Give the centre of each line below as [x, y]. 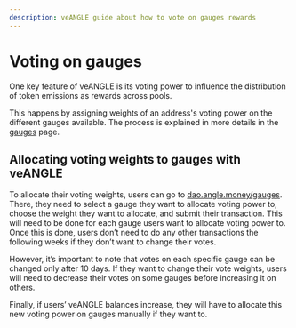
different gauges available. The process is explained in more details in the [144, 122]
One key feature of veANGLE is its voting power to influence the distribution [148, 86]
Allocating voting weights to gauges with [125, 160]
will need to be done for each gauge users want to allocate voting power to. [148, 223]
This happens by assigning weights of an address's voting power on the [141, 113]
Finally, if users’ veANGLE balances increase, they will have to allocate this [146, 305]
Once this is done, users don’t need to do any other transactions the [134, 233]
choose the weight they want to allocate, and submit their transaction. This [146, 213]
